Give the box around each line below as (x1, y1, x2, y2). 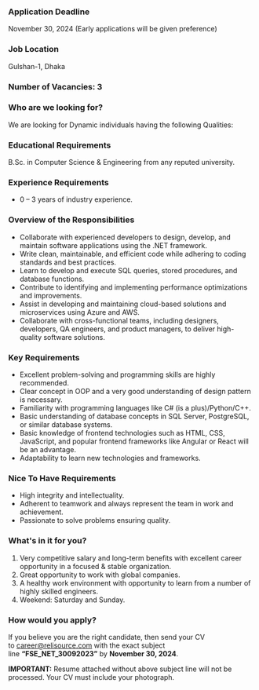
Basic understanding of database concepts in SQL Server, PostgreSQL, (19, 411, 250, 421)
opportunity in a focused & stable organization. (19, 561, 172, 571)
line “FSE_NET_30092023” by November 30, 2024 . (8, 648, 179, 658)
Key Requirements (8, 352, 80, 363)
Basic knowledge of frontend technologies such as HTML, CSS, (19, 429, 225, 437)
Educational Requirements (8, 140, 111, 151)
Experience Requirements (8, 177, 109, 188)
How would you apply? (8, 615, 97, 626)
